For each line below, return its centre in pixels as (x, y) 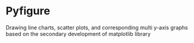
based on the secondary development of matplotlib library (78, 33)
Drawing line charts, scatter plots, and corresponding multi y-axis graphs (97, 27)
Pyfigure (28, 11)
